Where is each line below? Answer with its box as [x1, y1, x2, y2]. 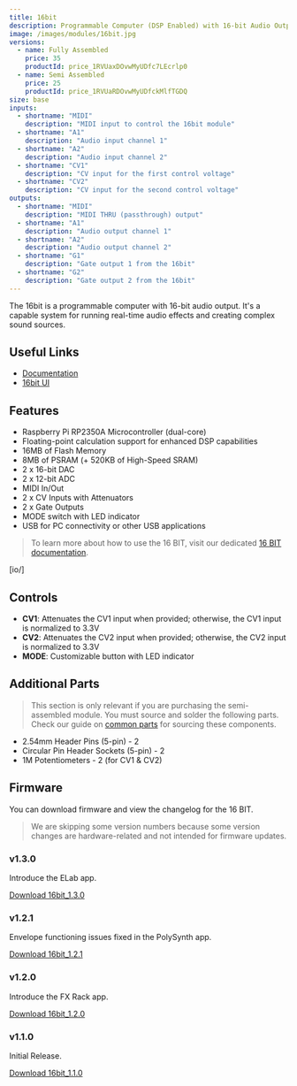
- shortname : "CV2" [17, 178, 89, 187]
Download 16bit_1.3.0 [9, 890, 86, 900]
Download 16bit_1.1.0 [9, 1067, 83, 1078]
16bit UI [21, 378, 50, 388]
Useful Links [9, 345, 80, 360]
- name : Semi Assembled [17, 71, 104, 80]
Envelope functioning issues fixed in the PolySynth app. [9, 932, 212, 943]
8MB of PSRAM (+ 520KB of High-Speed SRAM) [21, 455, 199, 465]
